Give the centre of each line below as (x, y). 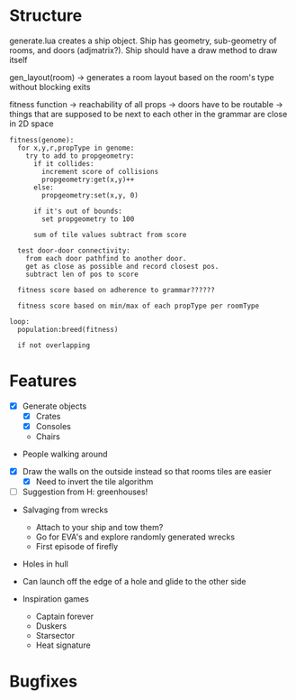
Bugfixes (44, 682)
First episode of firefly (77, 547)
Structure (46, 16)
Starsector (55, 636)
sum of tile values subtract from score (110, 235)
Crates (48, 416)
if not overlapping (54, 345)
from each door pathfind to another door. (106, 258)
